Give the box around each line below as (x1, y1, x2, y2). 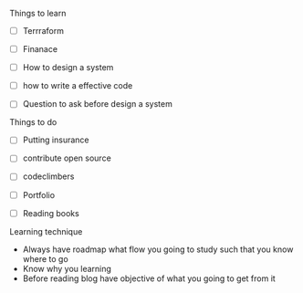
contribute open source (22, 152, 111, 163)
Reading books (22, 207, 79, 218)
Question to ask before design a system (22, 99, 173, 110)
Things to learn (9, 8, 67, 18)
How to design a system (22, 62, 114, 73)
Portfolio (22, 189, 56, 200)
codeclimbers (22, 171, 75, 182)
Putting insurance (22, 134, 89, 145)
